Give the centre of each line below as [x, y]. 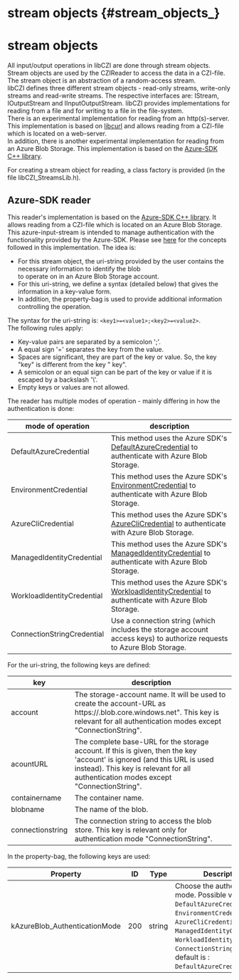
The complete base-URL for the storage [142, 741]
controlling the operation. [55, 306]
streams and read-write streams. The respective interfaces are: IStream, [113, 96]
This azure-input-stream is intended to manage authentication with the [111, 232]
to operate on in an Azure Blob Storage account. [88, 276]
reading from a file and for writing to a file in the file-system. [95, 111]
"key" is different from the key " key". [72, 364]
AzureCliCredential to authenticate [168, 523]
